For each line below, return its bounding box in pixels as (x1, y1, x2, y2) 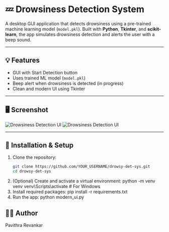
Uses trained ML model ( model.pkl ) (12, 75, 86, 81)
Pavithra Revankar (5, 222, 43, 228)
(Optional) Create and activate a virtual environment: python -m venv (12, 178, 155, 184)
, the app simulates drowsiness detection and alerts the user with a (16, 31, 155, 37)
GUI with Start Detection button (12, 69, 78, 75)
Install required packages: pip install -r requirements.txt (12, 189, 128, 195)
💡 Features (5, 56, 40, 65)
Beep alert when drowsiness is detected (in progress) (12, 80, 124, 86)
